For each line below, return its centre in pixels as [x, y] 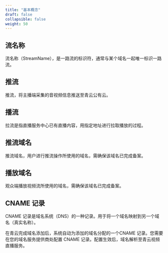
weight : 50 [17, 24]
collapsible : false [26, 19]
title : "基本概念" [23, 10]
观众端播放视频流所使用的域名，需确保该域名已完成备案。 [64, 186]
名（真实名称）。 [22, 222]
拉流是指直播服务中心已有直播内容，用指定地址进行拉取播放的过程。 [75, 125]
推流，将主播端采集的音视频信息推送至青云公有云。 [58, 95]
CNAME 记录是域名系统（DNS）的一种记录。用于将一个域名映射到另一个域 [82, 216]
